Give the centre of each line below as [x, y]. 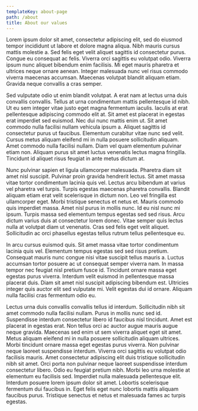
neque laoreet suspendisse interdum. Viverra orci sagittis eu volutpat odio [96, 351]
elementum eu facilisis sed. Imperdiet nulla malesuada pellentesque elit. [94, 377]
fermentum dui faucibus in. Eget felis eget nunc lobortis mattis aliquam [92, 389]
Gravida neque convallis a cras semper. [54, 84]
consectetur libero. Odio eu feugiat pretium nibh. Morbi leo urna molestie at [98, 370]
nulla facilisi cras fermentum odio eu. [51, 296]
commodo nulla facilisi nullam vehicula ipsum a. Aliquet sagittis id [86, 127]
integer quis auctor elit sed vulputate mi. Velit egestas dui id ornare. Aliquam [99, 289]
